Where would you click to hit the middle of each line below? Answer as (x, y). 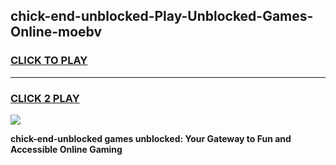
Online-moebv (56, 32)
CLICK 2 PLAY (45, 98)
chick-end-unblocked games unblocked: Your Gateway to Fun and (151, 138)
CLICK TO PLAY (49, 61)
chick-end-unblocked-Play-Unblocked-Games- (162, 16)
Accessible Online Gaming (66, 149)
